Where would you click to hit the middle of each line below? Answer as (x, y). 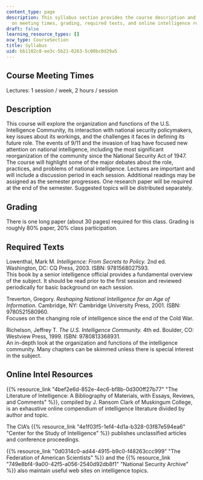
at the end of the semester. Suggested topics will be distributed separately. (100, 188)
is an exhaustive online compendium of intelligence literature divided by (95, 408)
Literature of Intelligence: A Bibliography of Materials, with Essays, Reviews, (101, 395)
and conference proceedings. (43, 439)
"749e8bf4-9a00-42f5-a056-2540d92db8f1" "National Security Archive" (98, 464)
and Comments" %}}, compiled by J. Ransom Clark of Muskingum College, (99, 402)
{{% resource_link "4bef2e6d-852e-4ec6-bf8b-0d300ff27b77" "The (92, 389)
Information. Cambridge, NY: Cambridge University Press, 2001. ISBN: (94, 305)
